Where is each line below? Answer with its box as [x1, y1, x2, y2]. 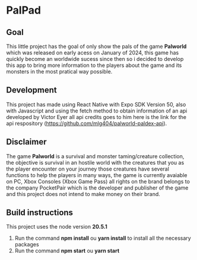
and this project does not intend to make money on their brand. [6, 190, 160, 197]
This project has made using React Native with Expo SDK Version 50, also [6, 101, 186, 108]
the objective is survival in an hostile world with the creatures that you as [6, 159, 185, 166]
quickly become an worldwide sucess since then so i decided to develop [6, 56, 184, 62]
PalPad [6, 4, 42, 17]
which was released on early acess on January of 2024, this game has [6, 49, 179, 56]
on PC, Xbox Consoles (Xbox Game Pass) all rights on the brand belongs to [6, 178, 190, 185]
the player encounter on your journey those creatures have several [6, 165, 169, 172]
